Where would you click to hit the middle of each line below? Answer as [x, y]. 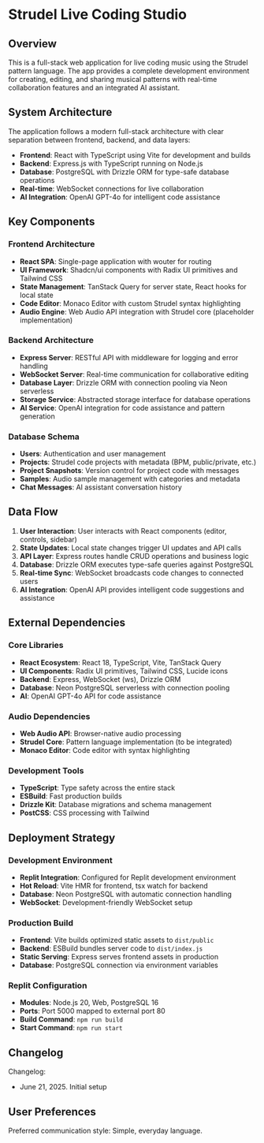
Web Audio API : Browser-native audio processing [100, 733]
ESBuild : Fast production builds [71, 796]
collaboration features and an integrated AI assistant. [94, 87]
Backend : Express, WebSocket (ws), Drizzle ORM [100, 679]
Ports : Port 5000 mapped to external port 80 [92, 1011]
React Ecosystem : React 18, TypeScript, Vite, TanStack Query [121, 662]
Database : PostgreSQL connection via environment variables [119, 965]
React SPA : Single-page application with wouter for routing [115, 261]
